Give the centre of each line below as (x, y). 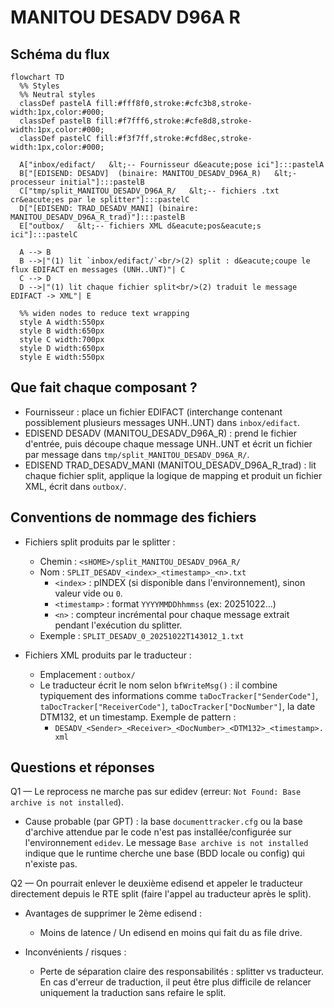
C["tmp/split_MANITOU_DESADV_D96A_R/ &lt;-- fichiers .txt (149, 191)
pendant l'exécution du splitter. (118, 625)
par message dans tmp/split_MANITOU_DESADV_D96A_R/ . (137, 454)
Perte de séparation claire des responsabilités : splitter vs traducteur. (181, 972)
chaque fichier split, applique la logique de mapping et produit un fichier (173, 475)
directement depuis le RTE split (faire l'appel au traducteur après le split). (161, 894)
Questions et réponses (82, 767)
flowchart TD (37, 77)
